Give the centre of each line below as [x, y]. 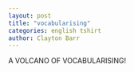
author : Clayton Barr [44, 38]
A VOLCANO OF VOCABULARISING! [67, 61]
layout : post [30, 16]
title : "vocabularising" [49, 23]
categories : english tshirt [55, 30]
